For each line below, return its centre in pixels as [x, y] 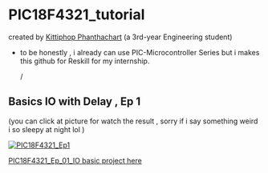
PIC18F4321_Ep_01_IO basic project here [75, 160]
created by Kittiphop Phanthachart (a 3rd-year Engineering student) [120, 37]
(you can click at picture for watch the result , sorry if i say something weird [133, 121]
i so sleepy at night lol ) [47, 129]
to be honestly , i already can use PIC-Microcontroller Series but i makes [140, 52]
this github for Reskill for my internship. [85, 61]
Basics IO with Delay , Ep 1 [75, 102]
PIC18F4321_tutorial [77, 15]
